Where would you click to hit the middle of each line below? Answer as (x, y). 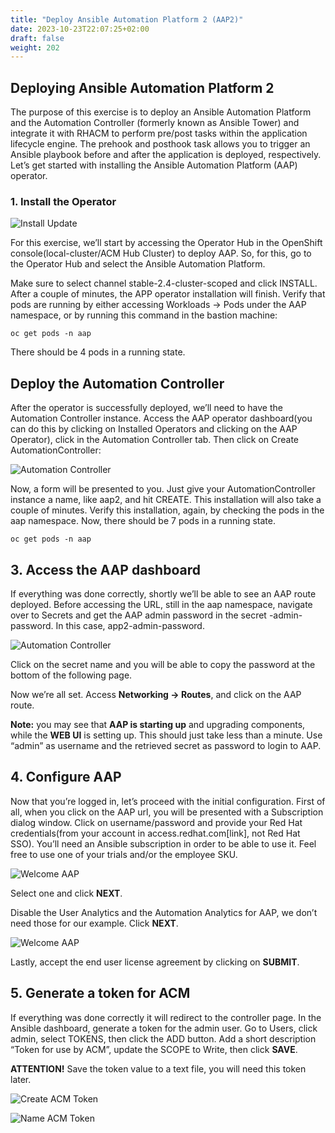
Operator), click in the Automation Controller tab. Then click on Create (155, 440)
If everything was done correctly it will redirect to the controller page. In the (166, 1017)
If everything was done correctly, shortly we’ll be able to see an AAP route (163, 593)
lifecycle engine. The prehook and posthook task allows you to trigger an (160, 144)
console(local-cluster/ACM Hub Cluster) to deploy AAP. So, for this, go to (161, 253)
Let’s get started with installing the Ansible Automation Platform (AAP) (154, 165)
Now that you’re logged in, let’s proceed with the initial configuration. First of (168, 801)
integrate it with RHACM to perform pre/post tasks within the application (159, 133)
